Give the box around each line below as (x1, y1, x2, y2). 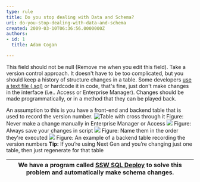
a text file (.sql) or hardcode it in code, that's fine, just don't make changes (6, 82, 189, 89)
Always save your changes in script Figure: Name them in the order (6, 127, 179, 134)
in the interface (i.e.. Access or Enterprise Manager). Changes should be (6, 89, 185, 96)
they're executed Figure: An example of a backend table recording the (6, 134, 186, 141)
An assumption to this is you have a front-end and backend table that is (6, 106, 182, 114)
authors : (6, 31, 28, 37)
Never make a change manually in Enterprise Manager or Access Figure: (6, 120, 192, 127)
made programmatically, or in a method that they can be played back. (6, 95, 177, 102)
